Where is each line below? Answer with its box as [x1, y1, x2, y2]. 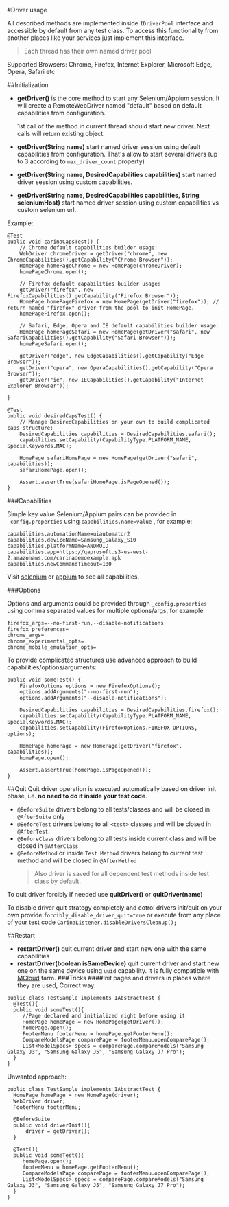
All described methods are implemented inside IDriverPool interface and [7, 19, 213, 27]
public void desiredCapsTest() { [7, 413, 103, 419]
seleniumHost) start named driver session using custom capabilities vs [16, 198, 219, 207]
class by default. [34, 877, 81, 885]
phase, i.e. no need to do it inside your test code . [7, 792, 147, 800]
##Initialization [7, 81, 49, 89]
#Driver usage [7, 6, 48, 14]
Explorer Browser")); [7, 382, 69, 389]
